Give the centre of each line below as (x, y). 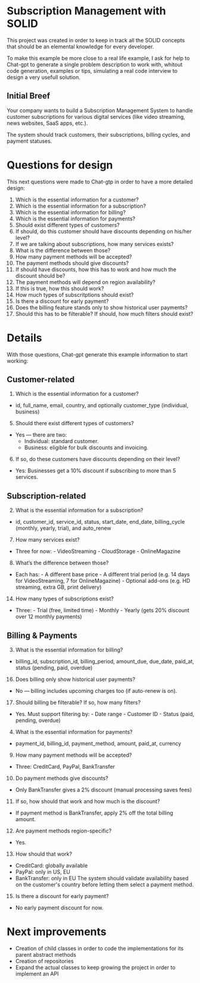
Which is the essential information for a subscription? (81, 206)
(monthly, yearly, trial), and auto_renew (63, 528)
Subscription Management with (86, 11)
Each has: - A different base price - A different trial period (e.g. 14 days (102, 575)
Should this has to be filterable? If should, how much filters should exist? (104, 314)
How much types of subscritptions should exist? (74, 294)
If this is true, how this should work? (60, 288)
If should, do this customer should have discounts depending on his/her (104, 231)
